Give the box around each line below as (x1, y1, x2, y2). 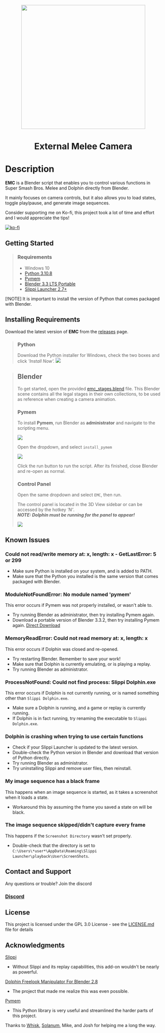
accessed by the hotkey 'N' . (17, 507, 75, 513)
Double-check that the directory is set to (12, 842, 96, 848)
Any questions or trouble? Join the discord (5, 880, 92, 887)
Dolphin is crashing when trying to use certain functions (5, 733, 144, 740)
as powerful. (12, 969, 38, 975)
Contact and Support (5, 867, 71, 876)
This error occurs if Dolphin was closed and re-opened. (5, 646, 119, 652)
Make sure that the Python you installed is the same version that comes (12, 574, 159, 580)
